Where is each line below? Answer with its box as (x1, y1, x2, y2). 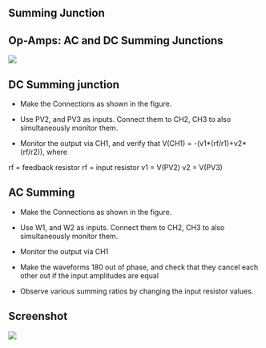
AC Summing (8, 186, 75, 200)
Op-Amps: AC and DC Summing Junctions (8, 34, 224, 47)
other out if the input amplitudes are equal (19, 270, 159, 280)
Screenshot (8, 310, 68, 323)
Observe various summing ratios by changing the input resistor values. (19, 286, 254, 296)
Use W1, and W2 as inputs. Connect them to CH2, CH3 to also (19, 222, 225, 232)
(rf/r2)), (19, 148, 46, 157)
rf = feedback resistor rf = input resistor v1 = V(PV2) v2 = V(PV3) (8, 163, 223, 172)
